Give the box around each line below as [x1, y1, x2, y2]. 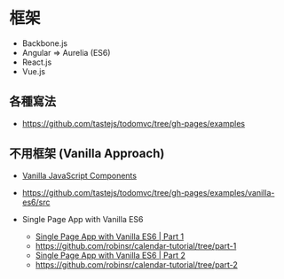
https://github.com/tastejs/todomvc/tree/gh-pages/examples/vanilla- [21, 187, 275, 198]
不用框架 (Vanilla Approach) [9, 146, 165, 161]
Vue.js [21, 66, 46, 76]
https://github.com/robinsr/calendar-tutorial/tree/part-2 [35, 259, 238, 270]
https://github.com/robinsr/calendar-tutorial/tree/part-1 [35, 240, 237, 251]
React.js [21, 57, 52, 67]
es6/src [21, 197, 51, 207]
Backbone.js [21, 37, 68, 49]
